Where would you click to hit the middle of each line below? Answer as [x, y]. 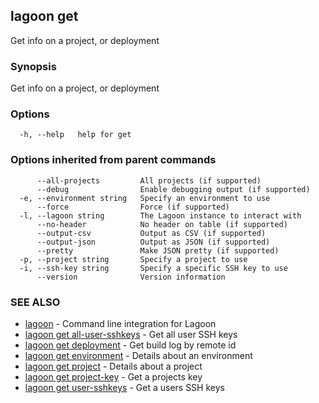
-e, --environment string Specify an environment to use [145, 198]
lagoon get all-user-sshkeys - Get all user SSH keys [131, 334]
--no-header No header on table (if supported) [162, 224]
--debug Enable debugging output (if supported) [173, 189]
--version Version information [131, 277]
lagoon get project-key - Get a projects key [113, 377]
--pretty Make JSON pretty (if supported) [158, 250]
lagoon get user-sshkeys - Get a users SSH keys [124, 387]
